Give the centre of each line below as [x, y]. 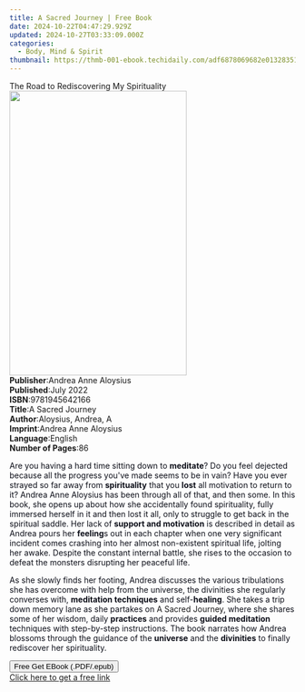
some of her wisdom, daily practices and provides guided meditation [140, 619]
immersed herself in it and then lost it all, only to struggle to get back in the [149, 514]
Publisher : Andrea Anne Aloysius [70, 380]
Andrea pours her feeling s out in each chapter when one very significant [146, 533]
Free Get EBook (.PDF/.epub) [64, 667]
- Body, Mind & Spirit [60, 52]
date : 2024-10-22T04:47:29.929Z [70, 26]
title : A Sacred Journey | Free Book [81, 18]
